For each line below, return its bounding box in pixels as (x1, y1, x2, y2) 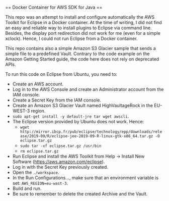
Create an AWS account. (12, 81, 64, 87)
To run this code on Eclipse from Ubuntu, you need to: (5, 71, 117, 77)
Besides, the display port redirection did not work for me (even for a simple (5, 30, 161, 36)
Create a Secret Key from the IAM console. (12, 97, 102, 103)
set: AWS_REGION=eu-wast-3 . (12, 180, 68, 186)
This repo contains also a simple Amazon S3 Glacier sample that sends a (5, 45, 156, 51)
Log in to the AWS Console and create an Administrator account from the (12, 86, 164, 92)
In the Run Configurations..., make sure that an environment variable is (12, 175, 159, 181)
